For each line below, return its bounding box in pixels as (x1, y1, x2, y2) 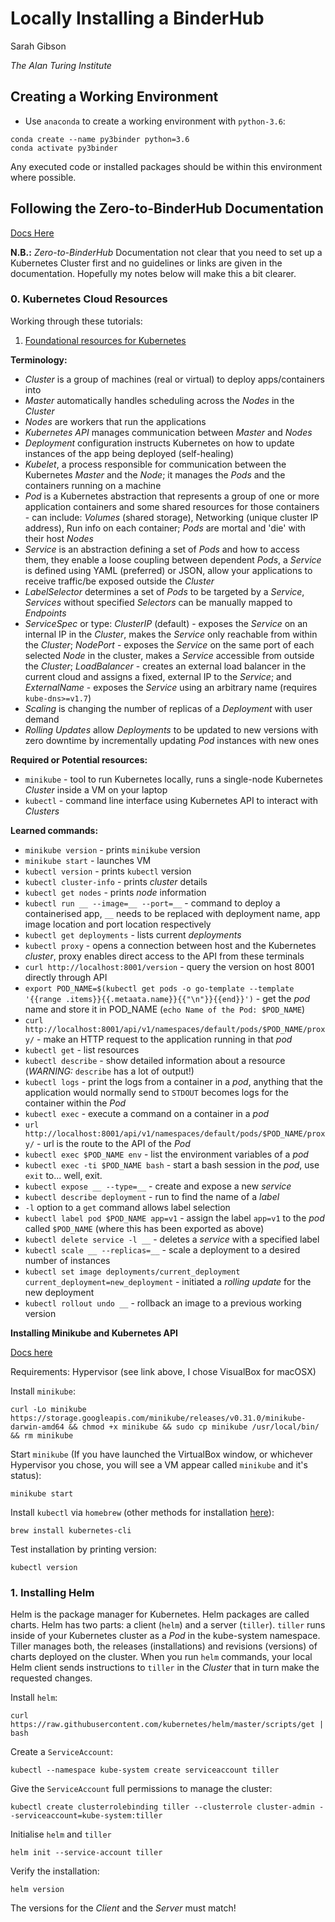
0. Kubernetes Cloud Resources (10, 292, 168, 306)
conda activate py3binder (10, 143, 118, 153)
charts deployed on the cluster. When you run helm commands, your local (10, 1651, 313, 1663)
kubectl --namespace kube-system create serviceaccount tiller (10, 1765, 280, 1776)
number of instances (24, 1254, 111, 1266)
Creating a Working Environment (10, 88, 219, 106)
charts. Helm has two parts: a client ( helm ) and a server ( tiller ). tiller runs (10, 1619, 326, 1631)
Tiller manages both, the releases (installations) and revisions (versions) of (10, 1640, 318, 1652)
